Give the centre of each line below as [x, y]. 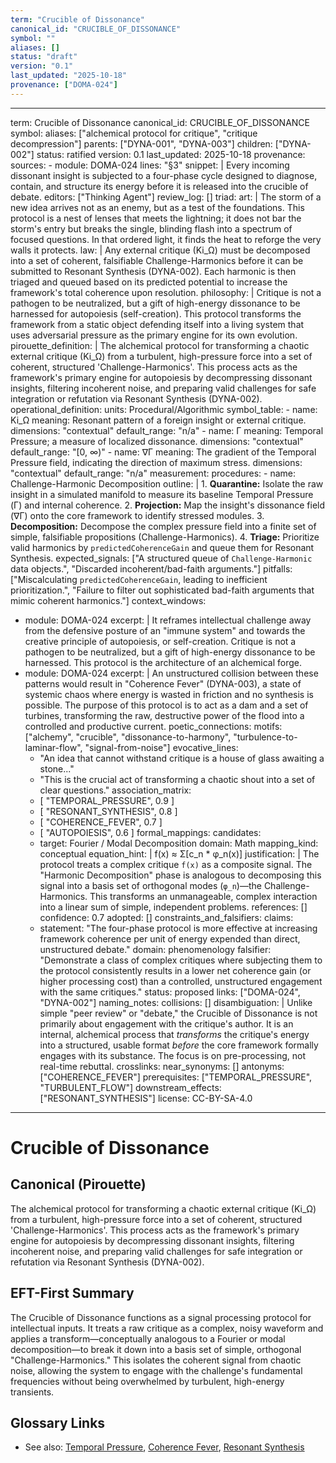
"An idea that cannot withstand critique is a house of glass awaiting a [182, 758]
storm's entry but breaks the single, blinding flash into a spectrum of [151, 228]
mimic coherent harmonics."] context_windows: [108, 600]
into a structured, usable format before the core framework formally [179, 1045]
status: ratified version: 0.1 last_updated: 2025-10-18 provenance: [171, 154]
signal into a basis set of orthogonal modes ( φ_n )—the [150, 885]
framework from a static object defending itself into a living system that [157, 324]
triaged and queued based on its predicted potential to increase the [149, 282]
